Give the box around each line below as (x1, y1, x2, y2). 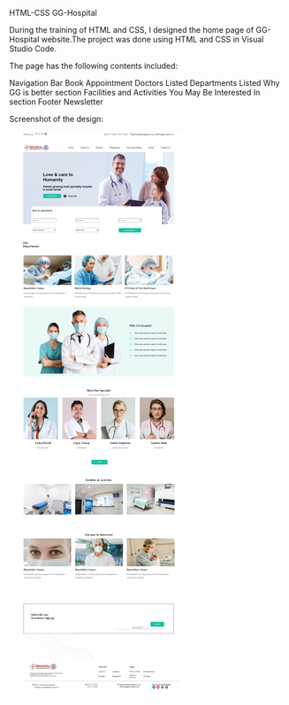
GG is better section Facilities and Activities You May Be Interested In (9, 88, 261, 97)
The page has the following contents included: (9, 61, 179, 71)
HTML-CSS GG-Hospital (9, 8, 97, 18)
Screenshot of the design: (9, 114, 104, 124)
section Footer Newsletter (9, 96, 103, 107)
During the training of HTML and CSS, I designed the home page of (9, 25, 255, 34)
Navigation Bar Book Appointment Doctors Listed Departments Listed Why (9, 78, 280, 88)
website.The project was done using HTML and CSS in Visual (41, 34, 264, 44)
